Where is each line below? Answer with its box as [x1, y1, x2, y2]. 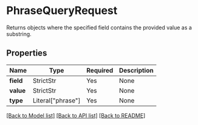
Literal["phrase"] [32, 96, 81, 104]
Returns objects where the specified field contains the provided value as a [6, 24, 193, 31]
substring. [6, 30, 32, 37]
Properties [6, 48, 47, 59]
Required [86, 66, 114, 74]
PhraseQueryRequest [6, 4, 118, 18]
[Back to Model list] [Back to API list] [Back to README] [6, 112, 146, 119]
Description [119, 66, 154, 74]
